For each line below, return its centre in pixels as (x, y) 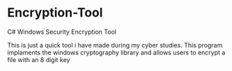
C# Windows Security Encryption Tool (62, 32)
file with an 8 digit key (39, 59)
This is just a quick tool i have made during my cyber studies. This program (115, 45)
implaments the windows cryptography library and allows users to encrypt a (116, 52)
